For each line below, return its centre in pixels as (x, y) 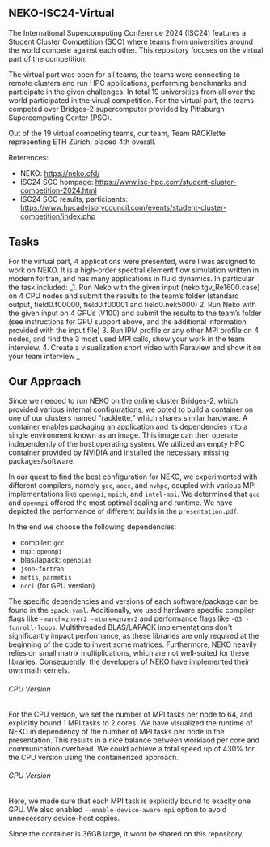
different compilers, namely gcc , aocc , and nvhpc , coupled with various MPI (132, 486)
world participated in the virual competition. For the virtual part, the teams (131, 100)
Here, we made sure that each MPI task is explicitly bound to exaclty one (130, 801)
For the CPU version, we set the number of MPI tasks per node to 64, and (131, 714)
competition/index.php (58, 216)
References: (28, 157)
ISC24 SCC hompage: (57, 182)
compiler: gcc (42, 543)
